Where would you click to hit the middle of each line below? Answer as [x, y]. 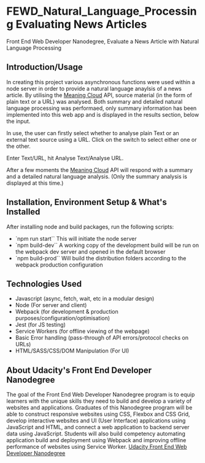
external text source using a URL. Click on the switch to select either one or [102, 139]
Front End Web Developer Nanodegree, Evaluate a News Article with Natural [103, 41]
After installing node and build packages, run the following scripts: [90, 227]
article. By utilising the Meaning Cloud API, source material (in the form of [99, 95]
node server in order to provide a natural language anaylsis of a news [94, 88]
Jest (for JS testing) [41, 325]
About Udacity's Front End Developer [79, 370]
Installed [23, 212]
